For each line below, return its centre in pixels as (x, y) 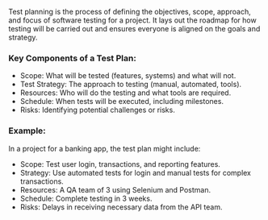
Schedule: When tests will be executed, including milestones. (122, 102)
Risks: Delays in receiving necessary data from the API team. (121, 207)
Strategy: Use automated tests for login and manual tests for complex (136, 172)
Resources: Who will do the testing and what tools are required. (126, 93)
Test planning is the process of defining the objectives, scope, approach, (130, 12)
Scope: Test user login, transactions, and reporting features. (120, 164)
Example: (27, 131)
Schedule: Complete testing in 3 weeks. (86, 198)
